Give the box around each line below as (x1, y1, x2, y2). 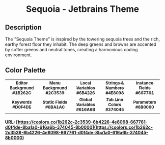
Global (79, 97, 92, 102)
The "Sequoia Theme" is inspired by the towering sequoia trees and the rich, (5, 36, 160, 42)
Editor (15, 80, 28, 86)
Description (5, 23, 42, 32)
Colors (108, 102, 122, 107)
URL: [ (5, 119, 18, 125)
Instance (136, 80, 154, 86)
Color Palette (5, 66, 46, 74)
